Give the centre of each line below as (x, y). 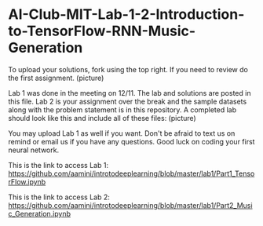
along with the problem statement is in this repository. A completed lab (122, 109)
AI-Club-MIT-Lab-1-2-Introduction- (126, 15)
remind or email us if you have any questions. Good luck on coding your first (131, 141)
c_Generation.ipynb (40, 213)
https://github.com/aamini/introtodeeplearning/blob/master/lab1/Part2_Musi (130, 205)
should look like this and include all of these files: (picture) (102, 118)
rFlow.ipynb (27, 181)
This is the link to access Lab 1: (58, 165)
